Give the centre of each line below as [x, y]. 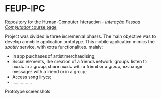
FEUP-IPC [25, 8]
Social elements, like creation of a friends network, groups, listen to [79, 61]
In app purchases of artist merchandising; [54, 56]
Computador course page [31, 27]
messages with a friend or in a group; [49, 71]
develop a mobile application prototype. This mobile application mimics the [80, 41]
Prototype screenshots [28, 91]
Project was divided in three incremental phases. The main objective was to [80, 36]
